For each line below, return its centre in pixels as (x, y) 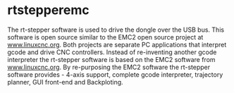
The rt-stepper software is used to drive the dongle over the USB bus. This (116, 30)
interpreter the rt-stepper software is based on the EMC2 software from (112, 59)
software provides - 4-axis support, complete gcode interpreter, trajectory (115, 74)
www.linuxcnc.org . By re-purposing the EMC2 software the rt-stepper (109, 67)
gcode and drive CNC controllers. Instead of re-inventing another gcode (112, 52)
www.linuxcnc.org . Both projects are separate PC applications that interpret (117, 44)
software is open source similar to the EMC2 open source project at (105, 37)
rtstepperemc (48, 10)
